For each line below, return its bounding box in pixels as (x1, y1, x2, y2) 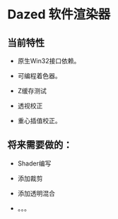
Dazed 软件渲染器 (7, 6, 111, 23)
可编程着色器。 (17, 72, 61, 80)
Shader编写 (17, 159, 52, 168)
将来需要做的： (7, 139, 73, 151)
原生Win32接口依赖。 (17, 57, 81, 65)
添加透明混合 (17, 189, 55, 197)
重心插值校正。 (17, 117, 61, 125)
